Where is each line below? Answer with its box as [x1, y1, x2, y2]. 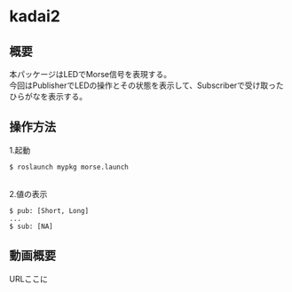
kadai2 [9, 6, 60, 27]
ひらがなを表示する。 [9, 91, 87, 101]
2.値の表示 [9, 188, 48, 199]
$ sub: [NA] [9, 222, 53, 231]
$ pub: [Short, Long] [9, 206, 90, 215]
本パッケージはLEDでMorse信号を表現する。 [9, 69, 172, 79]
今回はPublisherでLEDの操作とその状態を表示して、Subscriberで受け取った [9, 80, 284, 91]
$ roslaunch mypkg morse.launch [9, 162, 129, 171]
